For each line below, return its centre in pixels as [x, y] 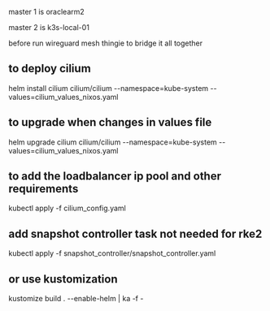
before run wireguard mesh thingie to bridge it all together [106, 43]
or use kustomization [63, 279]
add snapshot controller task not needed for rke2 [135, 233]
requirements [44, 189]
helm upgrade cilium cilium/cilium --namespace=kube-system [113, 142]
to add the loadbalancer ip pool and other [115, 177]
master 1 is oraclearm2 [47, 12]
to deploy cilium [50, 69]
